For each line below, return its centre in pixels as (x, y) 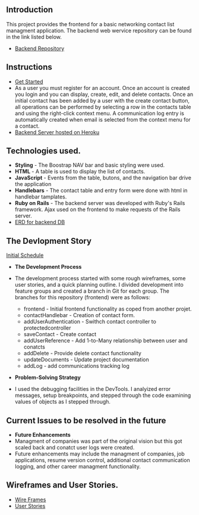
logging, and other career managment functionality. (78, 467)
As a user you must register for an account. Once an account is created (102, 88)
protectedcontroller (47, 328)
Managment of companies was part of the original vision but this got (98, 441)
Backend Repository (40, 48)
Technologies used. (44, 151)
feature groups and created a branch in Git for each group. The (92, 291)
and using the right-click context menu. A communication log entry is (99, 113)
